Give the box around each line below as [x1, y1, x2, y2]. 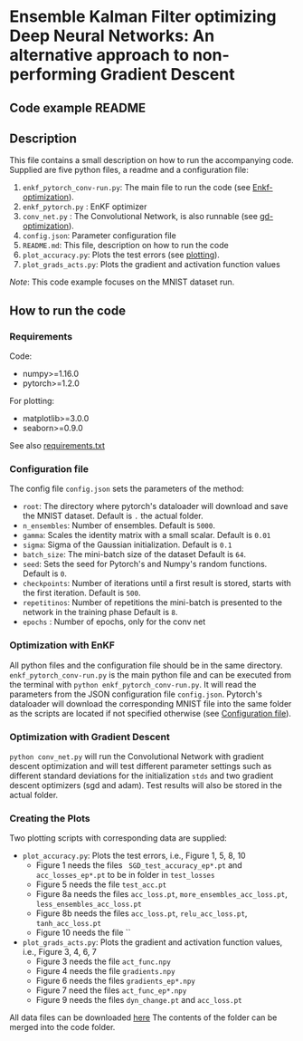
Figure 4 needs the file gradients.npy [35, 966, 175, 977]
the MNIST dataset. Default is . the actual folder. [22, 510, 204, 522]
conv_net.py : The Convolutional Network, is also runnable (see [22, 211, 258, 222]
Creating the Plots [9, 812, 90, 824]
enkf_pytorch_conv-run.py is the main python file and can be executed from [9, 669, 292, 680]
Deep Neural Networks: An [9, 25, 215, 46]
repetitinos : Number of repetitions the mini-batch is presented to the [22, 597, 283, 608]
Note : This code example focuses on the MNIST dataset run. [9, 276, 235, 287]
